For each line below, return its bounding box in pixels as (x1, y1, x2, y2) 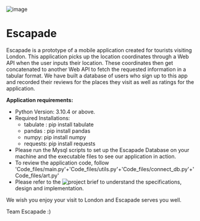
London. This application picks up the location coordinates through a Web (6, 53, 189, 60)
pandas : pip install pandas (23, 127, 91, 135)
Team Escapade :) (6, 208, 51, 215)
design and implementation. (14, 184, 84, 192)
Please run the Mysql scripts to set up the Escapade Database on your (14, 146, 190, 153)
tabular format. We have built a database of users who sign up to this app (6, 72, 188, 79)
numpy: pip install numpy (23, 133, 86, 141)
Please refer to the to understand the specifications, (14, 178, 182, 186)
